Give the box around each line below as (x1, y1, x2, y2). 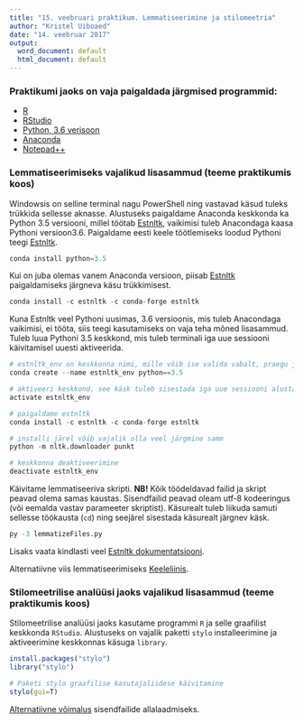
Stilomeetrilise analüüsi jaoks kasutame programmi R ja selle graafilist (9, 617, 267, 628)
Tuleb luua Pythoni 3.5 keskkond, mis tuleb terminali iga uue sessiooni (9, 333, 270, 344)
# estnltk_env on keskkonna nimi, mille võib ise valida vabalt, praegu (9, 360, 289, 369)
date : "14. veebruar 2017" (9, 30, 111, 39)
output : (9, 38, 39, 48)
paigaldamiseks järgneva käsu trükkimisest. (9, 280, 171, 291)
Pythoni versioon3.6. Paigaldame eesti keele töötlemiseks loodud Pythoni (9, 227, 281, 237)
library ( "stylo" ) (9, 663, 75, 672)
